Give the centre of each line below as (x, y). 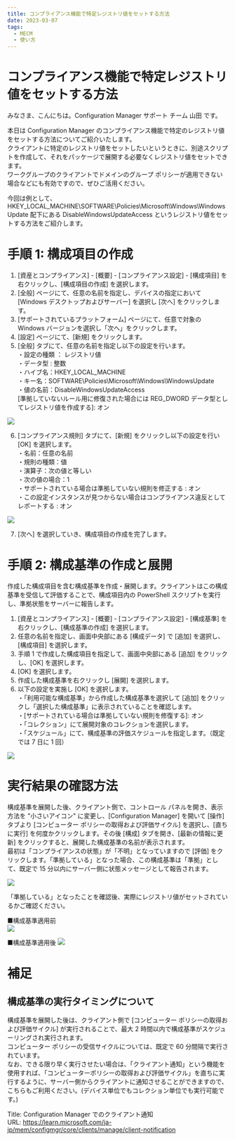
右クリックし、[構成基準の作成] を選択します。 (85, 627)
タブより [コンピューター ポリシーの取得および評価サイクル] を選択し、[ (112, 824)
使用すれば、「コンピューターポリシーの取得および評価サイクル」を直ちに (113, 1073)
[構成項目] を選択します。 (54, 644)
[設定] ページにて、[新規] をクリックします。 (81, 337)
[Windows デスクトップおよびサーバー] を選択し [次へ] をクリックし (115, 301)
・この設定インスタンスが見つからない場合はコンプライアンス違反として (121, 497)
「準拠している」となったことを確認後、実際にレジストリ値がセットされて (115, 897)
